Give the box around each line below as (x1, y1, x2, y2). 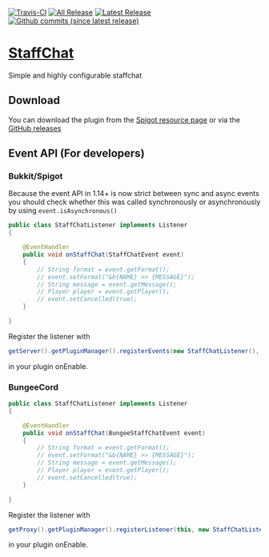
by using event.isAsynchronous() (8, 206, 118, 215)
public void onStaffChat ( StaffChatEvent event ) (22, 250, 184, 259)
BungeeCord (8, 381, 58, 392)
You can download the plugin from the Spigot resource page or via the (8, 114, 240, 124)
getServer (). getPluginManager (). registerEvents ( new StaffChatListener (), (8, 347, 260, 355)
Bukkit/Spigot (8, 170, 63, 182)
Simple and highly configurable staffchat (8, 70, 143, 80)
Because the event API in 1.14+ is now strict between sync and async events (8, 189, 260, 198)
